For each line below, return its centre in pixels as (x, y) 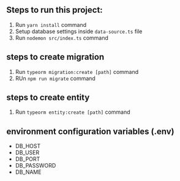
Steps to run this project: (54, 10)
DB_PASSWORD (36, 166)
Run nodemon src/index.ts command (62, 38)
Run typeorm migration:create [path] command (77, 72)
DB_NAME (28, 172)
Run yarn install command (51, 24)
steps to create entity (48, 98)
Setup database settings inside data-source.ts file (79, 31)
